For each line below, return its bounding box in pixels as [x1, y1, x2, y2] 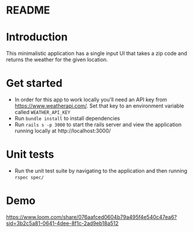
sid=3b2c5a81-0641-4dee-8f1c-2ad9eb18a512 [6, 220, 119, 227]
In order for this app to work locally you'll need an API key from [14, 96, 167, 103]
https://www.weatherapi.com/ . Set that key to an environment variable [14, 102, 184, 109]
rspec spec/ [14, 174, 44, 180]
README [6, 4, 50, 17]
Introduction [6, 31, 68, 44]
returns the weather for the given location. [6, 56, 109, 63]
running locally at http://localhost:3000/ [14, 127, 111, 135]
